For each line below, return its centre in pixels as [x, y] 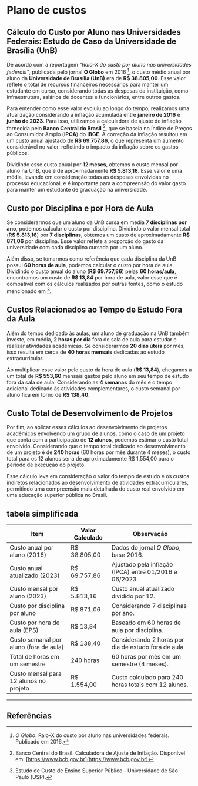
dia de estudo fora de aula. [148, 647]
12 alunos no [28, 681]
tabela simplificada [43, 514]
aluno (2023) [28, 596]
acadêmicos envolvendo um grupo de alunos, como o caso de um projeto [96, 433]
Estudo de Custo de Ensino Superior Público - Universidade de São [97, 771]
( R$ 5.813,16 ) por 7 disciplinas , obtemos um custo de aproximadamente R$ [98, 235]
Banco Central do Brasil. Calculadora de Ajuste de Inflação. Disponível [100, 753]
